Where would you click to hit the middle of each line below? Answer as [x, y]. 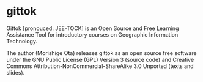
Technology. [22, 41]
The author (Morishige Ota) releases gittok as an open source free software [102, 53]
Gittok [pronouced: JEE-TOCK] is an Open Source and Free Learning [93, 28]
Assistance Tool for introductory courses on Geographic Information [92, 34]
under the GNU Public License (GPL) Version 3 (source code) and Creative [100, 59]
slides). [16, 72]
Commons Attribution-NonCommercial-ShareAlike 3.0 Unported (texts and [100, 66]
